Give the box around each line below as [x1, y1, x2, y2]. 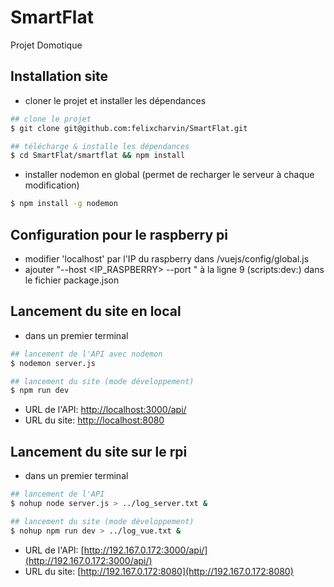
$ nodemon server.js [10, 358, 97, 368]
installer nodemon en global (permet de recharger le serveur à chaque [24, 169, 315, 181]
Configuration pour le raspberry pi [10, 226, 229, 243]
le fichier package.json [24, 274, 120, 286]
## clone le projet [10, 114, 92, 124]
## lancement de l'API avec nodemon [10, 349, 163, 359]
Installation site [10, 68, 109, 85]
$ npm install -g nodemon [10, 199, 118, 209]
